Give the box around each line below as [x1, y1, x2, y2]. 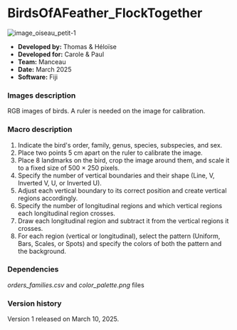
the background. [17, 247, 66, 255]
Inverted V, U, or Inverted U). [17, 178, 102, 187]
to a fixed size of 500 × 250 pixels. [17, 163, 120, 172]
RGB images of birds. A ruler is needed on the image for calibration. [7, 107, 206, 115]
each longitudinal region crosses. [17, 209, 116, 217]
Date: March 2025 [17, 65, 72, 73]
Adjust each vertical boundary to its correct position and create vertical [17, 186, 227, 195]
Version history [7, 298, 62, 308]
